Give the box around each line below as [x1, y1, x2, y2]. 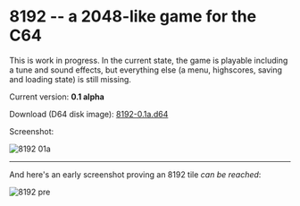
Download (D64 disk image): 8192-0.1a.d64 [9, 108, 169, 119]
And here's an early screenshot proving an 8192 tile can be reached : [9, 168, 262, 180]
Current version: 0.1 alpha [9, 91, 104, 102]
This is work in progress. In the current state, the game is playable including [9, 55, 288, 65]
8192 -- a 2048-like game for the [9, 6, 257, 27]
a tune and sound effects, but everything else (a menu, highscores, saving [9, 64, 283, 75]
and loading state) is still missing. [9, 73, 132, 84]
